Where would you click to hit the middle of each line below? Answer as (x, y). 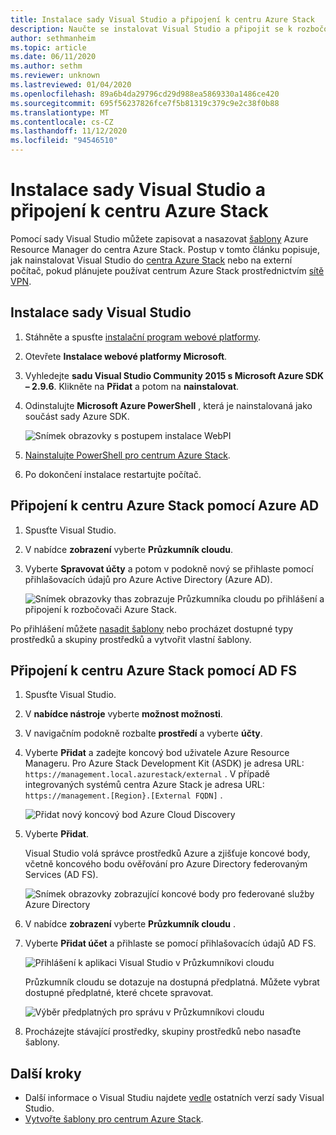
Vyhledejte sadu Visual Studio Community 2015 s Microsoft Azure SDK (174, 375)
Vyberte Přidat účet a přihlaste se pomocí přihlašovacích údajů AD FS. (170, 943)
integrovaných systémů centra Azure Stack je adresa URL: (144, 785)
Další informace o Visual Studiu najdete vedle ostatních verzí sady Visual (174, 1098)
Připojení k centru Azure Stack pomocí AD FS (154, 670)
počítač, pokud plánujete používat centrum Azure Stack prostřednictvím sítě (167, 270)
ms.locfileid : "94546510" (64, 141)
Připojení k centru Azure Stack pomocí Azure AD (165, 506)
